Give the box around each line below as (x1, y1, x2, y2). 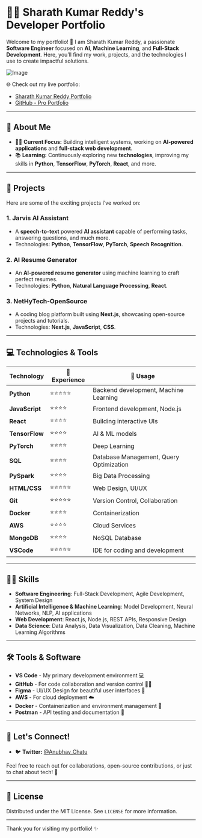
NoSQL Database (93, 533, 142, 542)
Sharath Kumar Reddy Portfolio (14, 93, 92, 100)
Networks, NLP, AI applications (14, 609, 92, 616)
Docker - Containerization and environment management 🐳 (14, 702, 162, 709)
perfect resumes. (14, 276, 58, 283)
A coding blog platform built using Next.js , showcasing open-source (14, 311, 185, 318)
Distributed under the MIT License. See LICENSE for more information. (6, 807, 177, 815)
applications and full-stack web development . (14, 144, 133, 152)
